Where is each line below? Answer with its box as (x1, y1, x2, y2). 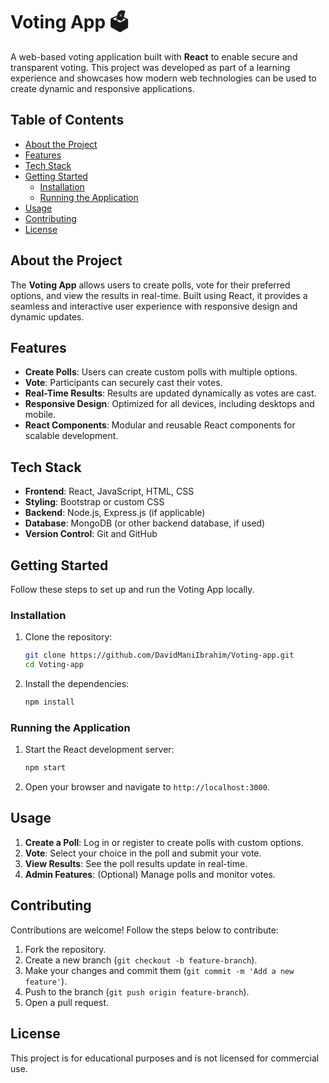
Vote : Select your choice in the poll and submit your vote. (24, 847, 262, 859)
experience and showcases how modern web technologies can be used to (10, 72, 317, 84)
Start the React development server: (24, 744, 175, 756)
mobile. (24, 409, 57, 421)
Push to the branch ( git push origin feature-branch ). (24, 985, 250, 998)
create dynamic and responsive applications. (10, 82, 195, 94)
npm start (24, 763, 67, 773)
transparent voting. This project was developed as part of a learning (10, 61, 291, 73)
